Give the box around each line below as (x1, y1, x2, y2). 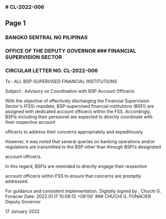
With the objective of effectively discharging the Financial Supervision (5, 98, 149, 104)
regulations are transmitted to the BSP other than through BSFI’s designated (5, 144, 161, 150)
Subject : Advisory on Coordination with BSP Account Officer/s (5, 88, 134, 94)
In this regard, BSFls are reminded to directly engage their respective (5, 163, 147, 169)
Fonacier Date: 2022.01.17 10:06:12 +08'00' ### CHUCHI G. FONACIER (5, 193, 151, 199)
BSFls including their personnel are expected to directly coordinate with (5, 114, 152, 120)
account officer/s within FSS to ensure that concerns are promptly (5, 173, 141, 179)
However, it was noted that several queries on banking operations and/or (5, 139, 155, 145)
